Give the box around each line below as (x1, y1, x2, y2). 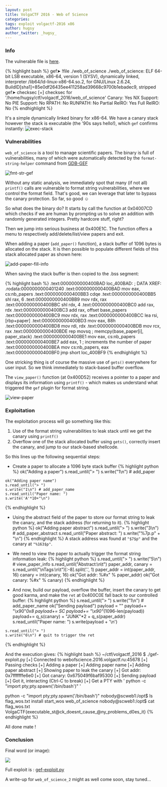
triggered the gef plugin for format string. (5, 385, 90, 391)
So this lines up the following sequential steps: (5, 453, 101, 459)
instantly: (5, 126, 24, 132)
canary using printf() (12, 433, 59, 439)
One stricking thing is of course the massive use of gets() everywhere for (5, 359, 157, 365)
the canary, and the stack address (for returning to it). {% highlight (12, 519, 150, 525)
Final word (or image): (5, 747, 51, 753)
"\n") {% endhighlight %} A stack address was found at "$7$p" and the (12, 535, 158, 541)
